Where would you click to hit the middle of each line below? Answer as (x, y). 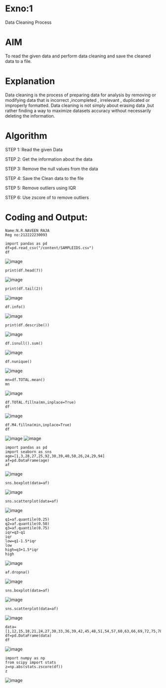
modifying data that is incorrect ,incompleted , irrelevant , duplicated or (78, 100)
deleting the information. (30, 116)
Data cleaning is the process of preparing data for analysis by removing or (81, 95)
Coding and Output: (46, 217)
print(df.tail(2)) (24, 289)
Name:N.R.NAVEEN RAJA (27, 230)
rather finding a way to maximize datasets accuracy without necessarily (78, 110)
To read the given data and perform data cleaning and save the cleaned (78, 56)
